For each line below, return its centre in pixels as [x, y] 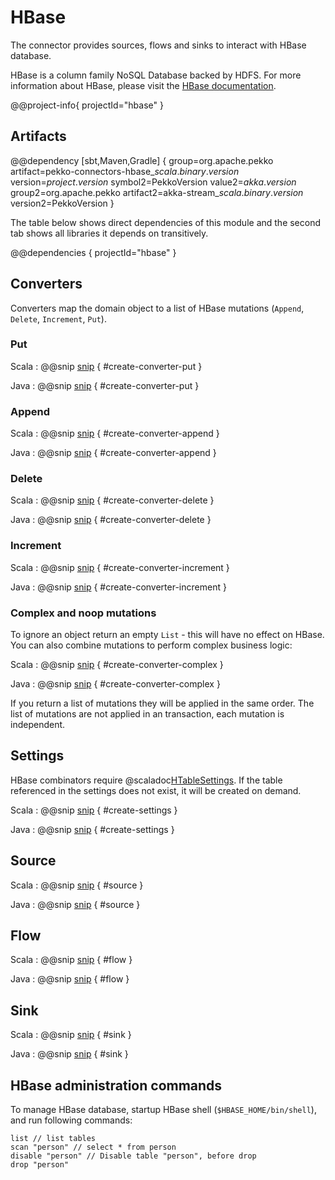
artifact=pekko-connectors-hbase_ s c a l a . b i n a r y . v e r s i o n [125, 171]
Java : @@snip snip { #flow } [70, 979]
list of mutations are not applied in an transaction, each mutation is [147, 714]
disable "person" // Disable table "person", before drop [133, 1156]
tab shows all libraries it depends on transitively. [109, 233]
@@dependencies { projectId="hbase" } [93, 252]
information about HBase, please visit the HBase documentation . [143, 85]
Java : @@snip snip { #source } [75, 904]
